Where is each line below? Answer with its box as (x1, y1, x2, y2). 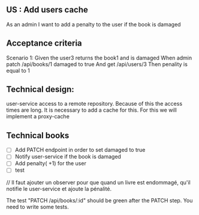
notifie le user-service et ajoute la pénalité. (6, 185, 112, 192)
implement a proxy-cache (6, 113, 70, 120)
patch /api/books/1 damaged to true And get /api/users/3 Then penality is (6, 60, 188, 68)
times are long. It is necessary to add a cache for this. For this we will (6, 106, 177, 114)
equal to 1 (6, 67, 30, 74)
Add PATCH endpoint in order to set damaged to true (14, 147, 146, 154)
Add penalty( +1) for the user (14, 160, 87, 167)
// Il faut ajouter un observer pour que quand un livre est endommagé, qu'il (6, 178, 191, 186)
